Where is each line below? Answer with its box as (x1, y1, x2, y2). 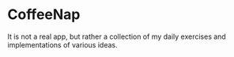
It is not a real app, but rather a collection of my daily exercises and (7, 32, 226, 41)
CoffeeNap (7, 6, 81, 24)
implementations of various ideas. (7, 40, 118, 49)
